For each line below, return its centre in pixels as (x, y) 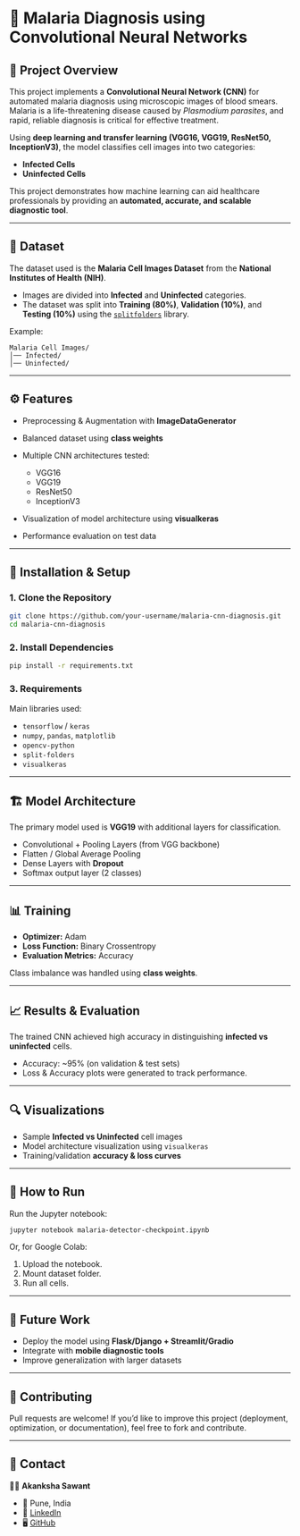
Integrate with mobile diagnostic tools (93, 1351)
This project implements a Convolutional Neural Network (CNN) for (134, 92)
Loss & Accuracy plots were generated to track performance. (135, 1073)
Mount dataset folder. (62, 1274)
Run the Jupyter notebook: (58, 1213)
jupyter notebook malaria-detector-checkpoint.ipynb (109, 1230)
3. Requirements (46, 689)
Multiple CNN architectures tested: (86, 455)
